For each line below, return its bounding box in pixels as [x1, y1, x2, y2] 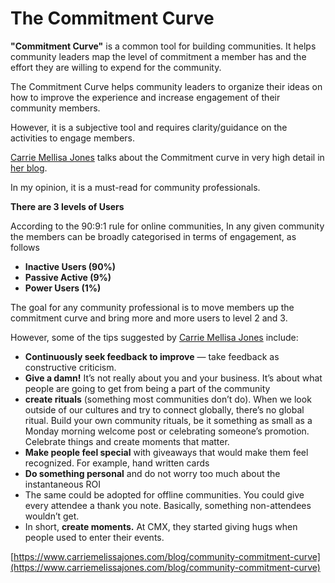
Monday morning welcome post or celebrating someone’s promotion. [24, 425, 310, 437]
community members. [10, 102, 101, 114]
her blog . [10, 162, 48, 174]
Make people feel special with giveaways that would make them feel [24, 446, 309, 458]
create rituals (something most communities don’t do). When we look [24, 393, 312, 405]
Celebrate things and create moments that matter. [24, 435, 230, 447]
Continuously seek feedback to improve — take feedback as [24, 350, 280, 362]
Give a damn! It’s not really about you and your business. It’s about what [24, 372, 323, 384]
